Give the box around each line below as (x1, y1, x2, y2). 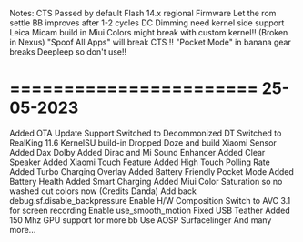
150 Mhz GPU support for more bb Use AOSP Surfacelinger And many (9, 214, 272, 226)
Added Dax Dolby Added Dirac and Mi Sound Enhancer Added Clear (9, 146, 266, 157)
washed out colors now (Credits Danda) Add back (9, 186, 197, 197)
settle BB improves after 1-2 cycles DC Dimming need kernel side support (9, 17, 285, 28)
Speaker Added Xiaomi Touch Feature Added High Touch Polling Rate (9, 156, 270, 167)
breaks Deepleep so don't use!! (9, 46, 127, 57)
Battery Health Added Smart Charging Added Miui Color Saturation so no (9, 176, 283, 187)
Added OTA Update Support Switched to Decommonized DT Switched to (9, 127, 282, 138)
